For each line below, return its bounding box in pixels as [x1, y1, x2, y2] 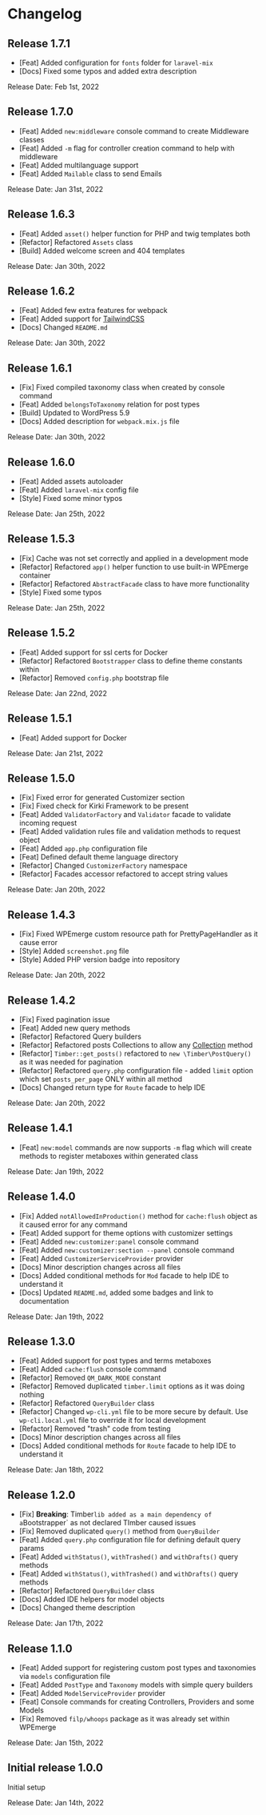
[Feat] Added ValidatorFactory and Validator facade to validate [18, 810, 232, 819]
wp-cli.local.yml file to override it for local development [18, 1416, 207, 1425]
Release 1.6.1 [7, 361, 73, 375]
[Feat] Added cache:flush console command [18, 1364, 167, 1374]
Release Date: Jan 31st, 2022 [7, 184, 104, 194]
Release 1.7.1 [7, 37, 71, 50]
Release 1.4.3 [7, 907, 76, 921]
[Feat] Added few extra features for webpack [18, 306, 169, 315]
